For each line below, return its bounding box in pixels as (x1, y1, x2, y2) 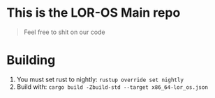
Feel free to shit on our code (23, 28, 105, 36)
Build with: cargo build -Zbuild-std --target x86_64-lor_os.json (16, 82, 209, 91)
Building (6, 52, 56, 68)
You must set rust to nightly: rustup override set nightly (16, 75, 184, 83)
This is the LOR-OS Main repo (6, 5, 181, 21)
